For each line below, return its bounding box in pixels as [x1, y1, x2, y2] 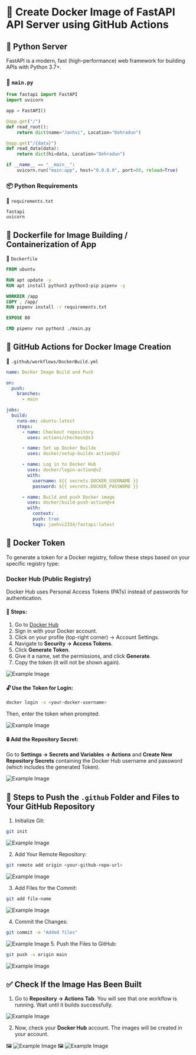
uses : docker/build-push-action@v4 [27, 499, 115, 505]
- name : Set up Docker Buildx [21, 445, 96, 451]
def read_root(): [6, 124, 49, 130]
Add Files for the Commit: [14, 885, 77, 891]
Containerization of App [6, 239, 96, 249]
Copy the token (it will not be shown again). [14, 659, 121, 666]
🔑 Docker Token [6, 538, 66, 548]
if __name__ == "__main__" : [6, 162, 76, 168]
